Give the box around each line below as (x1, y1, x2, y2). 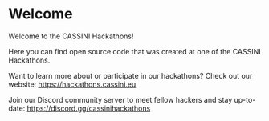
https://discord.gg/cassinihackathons (26, 103, 151, 113)
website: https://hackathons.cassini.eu (8, 79, 137, 89)
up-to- (234, 95, 256, 104)
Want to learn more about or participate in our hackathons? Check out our (8, 71, 253, 80)
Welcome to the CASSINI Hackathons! (8, 31, 134, 41)
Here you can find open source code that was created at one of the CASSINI (8, 46, 261, 56)
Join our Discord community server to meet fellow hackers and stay (8, 95, 233, 104)
